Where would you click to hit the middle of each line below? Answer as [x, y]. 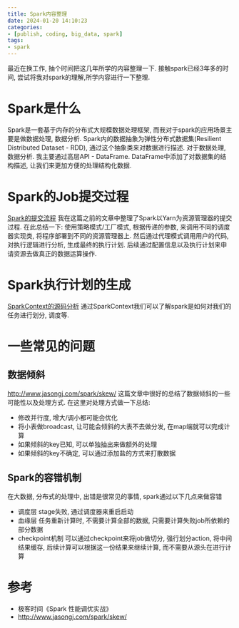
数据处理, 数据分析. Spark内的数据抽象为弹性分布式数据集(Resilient [124, 138]
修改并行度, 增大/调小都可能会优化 [67, 417]
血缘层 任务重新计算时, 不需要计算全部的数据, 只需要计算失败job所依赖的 [124, 520]
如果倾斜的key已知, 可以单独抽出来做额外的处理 [87, 444]
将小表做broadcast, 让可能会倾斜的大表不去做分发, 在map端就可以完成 [121, 426]
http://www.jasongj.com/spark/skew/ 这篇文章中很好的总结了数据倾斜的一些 [119, 393]
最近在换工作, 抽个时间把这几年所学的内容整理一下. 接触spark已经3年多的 [115, 68]
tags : [15, 41]
